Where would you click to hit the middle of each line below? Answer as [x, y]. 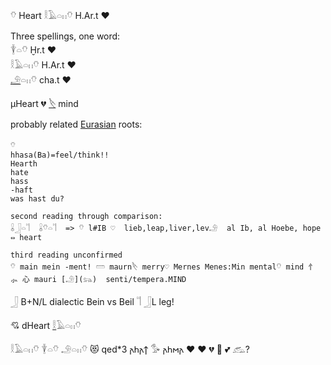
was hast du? [37, 199]
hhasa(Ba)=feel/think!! [60, 155]
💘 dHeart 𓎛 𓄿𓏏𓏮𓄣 [46, 325]
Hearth [24, 164]
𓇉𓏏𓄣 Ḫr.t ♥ [33, 50]
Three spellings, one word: [65, 36]
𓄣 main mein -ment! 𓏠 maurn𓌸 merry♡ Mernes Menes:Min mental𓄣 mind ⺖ [163, 267]
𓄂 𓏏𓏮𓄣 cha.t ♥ [41, 80]
